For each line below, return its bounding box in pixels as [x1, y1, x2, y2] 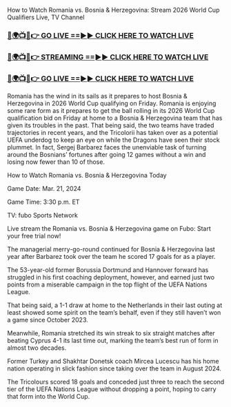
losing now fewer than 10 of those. [7, 158, 106, 166]
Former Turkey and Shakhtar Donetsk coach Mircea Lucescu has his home [7, 357, 219, 366]
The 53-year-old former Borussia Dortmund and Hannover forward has [7, 266, 209, 274]
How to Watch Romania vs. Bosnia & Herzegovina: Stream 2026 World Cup [7, 6, 220, 14]
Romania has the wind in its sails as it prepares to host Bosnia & [7, 92, 188, 101]
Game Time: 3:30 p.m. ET [7, 198, 80, 206]
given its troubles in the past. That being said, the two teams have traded [7, 121, 214, 129]
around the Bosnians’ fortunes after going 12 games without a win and [7, 151, 206, 159]
